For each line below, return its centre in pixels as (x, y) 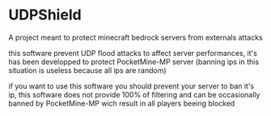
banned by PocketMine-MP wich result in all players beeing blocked (122, 103)
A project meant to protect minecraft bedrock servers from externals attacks (135, 37)
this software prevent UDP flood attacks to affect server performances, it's (133, 53)
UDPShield (45, 15)
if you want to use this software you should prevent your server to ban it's (131, 86)
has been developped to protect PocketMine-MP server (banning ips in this (134, 62)
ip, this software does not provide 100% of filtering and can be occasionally (134, 94)
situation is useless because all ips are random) (87, 70)
